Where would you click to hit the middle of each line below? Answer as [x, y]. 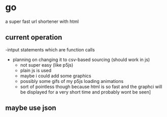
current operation [34, 37]
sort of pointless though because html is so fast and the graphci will [91, 86]
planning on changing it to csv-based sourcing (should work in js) [81, 60]
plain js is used [36, 70]
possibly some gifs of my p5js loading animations [72, 81]
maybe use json [31, 108]
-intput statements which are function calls [50, 49]
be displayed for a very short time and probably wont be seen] [86, 92]
